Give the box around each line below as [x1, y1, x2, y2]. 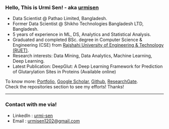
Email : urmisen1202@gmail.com [12, 117, 80, 124]
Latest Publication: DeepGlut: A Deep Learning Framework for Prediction [12, 63, 163, 69]
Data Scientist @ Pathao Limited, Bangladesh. [12, 16, 107, 22]
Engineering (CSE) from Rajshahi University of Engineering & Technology [12, 42, 164, 48]
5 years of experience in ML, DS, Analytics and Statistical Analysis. [12, 32, 151, 38]
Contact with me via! [5, 101, 57, 108]
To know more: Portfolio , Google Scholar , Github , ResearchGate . [5, 78, 138, 84]
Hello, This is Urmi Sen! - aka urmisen [5, 4, 99, 11]
